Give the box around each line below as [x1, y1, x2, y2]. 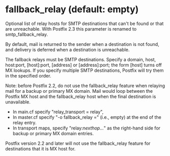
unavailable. [5, 98, 31, 105]
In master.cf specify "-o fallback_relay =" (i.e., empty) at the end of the [12, 114, 161, 120]
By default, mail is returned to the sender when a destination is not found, [5, 41, 159, 47]
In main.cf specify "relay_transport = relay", [12, 109, 104, 115]
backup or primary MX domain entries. [12, 130, 94, 136]
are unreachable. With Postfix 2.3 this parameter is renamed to [5, 25, 137, 32]
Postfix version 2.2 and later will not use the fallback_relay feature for [5, 140, 151, 146]
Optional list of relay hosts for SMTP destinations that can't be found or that [5, 20, 164, 27]
